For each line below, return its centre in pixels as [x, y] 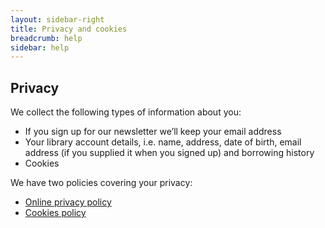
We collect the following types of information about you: [126, 112]
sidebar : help [40, 47]
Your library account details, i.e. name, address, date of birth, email [163, 142]
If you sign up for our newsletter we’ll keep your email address [153, 132]
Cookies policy [55, 213]
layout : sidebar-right [57, 19]
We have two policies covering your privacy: [101, 183]
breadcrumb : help [46, 38]
